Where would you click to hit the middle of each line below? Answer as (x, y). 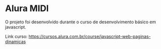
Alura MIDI (27, 8)
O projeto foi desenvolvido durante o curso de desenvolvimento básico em (80, 22)
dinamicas (15, 41)
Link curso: (16, 36)
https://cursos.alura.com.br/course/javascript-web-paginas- (90, 36)
